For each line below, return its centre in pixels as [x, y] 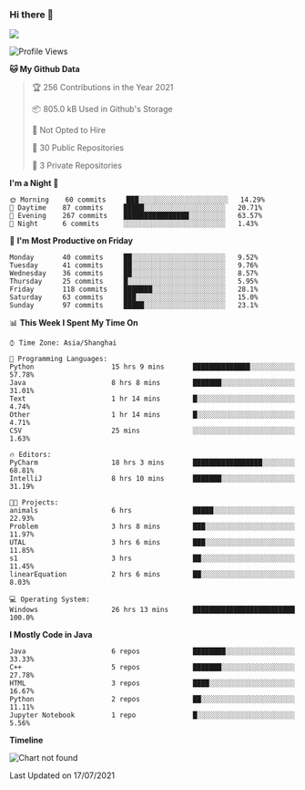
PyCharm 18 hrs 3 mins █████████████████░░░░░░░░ [152, 463]
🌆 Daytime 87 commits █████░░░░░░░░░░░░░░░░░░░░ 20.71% [136, 208]
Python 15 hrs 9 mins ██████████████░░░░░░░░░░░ [152, 367]
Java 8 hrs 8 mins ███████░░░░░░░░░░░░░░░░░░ [152, 383]
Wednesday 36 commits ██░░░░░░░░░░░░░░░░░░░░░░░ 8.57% [134, 274]
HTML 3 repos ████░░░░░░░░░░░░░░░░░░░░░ [152, 683]
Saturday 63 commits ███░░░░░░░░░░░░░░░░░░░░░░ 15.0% [134, 297]
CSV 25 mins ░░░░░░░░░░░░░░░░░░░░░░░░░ [152, 431]
